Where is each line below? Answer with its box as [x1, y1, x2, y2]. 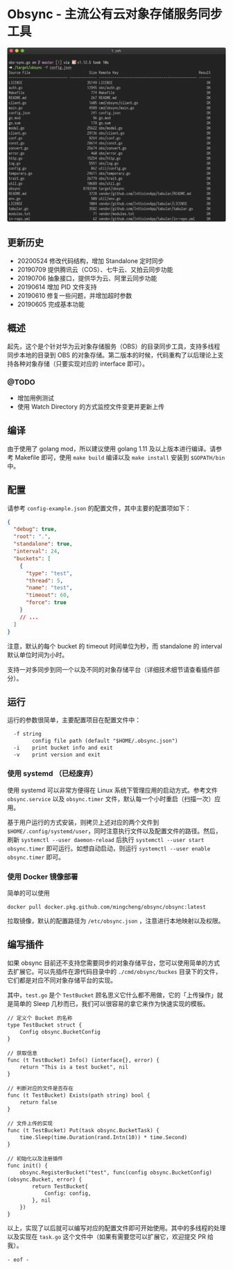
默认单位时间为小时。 [7, 650, 68, 659]
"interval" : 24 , [13, 548, 60, 555]
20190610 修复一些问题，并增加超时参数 [17, 291, 132, 299]
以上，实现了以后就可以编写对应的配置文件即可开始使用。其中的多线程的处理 [7, 1223, 226, 1232]
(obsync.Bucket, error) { [7, 1176, 82, 1183]
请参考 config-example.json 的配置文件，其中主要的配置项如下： [7, 504, 191, 512]
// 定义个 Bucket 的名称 [7, 1014, 73, 1021]
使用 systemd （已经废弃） [7, 768, 98, 778]
